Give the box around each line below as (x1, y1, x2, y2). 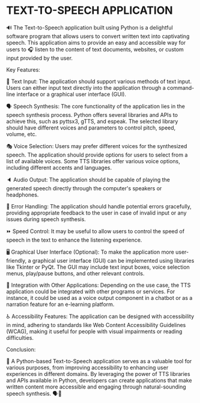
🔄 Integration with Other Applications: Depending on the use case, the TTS (6, 281, 191, 289)
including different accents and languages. (6, 164, 112, 171)
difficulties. (6, 334, 34, 341)
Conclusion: (6, 346, 36, 353)
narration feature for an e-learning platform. (6, 301, 115, 308)
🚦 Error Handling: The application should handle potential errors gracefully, (6, 202, 192, 210)
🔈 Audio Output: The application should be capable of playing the (6, 176, 170, 183)
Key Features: (6, 66, 40, 73)
